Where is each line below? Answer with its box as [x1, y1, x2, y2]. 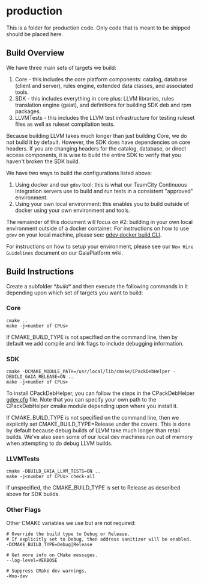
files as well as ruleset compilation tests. [14, 120, 115, 128]
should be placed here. [6, 30, 64, 37]
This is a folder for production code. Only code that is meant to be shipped [6, 24, 191, 31]
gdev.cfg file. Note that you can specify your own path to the [6, 396, 157, 403]
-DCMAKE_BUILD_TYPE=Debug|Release [6, 541, 93, 547]
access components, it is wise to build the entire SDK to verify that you [6, 151, 181, 158]
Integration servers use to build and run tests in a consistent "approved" [14, 187, 194, 194]
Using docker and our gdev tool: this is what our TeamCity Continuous [14, 181, 187, 188]
